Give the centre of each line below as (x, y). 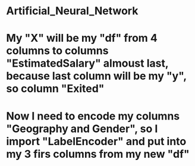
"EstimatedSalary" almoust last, (87, 63)
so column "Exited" (55, 89)
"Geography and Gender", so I (82, 129)
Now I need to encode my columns (93, 116)
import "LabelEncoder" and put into (96, 141)
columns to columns (57, 51)
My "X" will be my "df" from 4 (82, 38)
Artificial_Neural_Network (72, 11)
